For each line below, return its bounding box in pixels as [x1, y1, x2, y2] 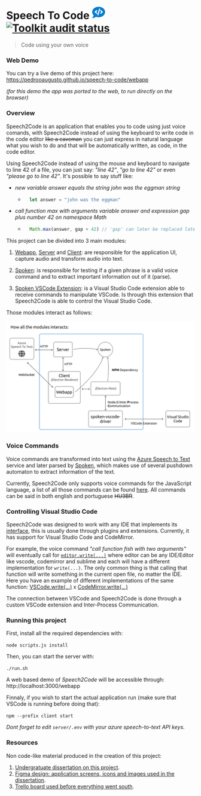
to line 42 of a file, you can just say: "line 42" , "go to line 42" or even [6, 166, 176, 173]
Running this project [6, 616, 67, 624]
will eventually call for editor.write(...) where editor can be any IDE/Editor [6, 551, 194, 559]
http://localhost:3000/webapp [6, 682, 81, 690]
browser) [6, 94, 29, 101]
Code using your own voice [20, 41, 89, 48]
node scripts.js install [6, 642, 68, 648]
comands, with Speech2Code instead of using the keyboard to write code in [6, 129, 194, 136]
